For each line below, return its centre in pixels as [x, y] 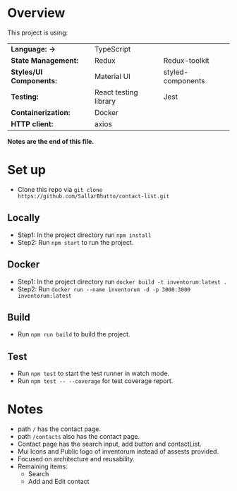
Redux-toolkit [186, 60]
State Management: [45, 60]
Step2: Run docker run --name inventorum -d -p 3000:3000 [104, 289]
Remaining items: [43, 466]
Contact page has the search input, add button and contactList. [110, 444]
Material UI [112, 76]
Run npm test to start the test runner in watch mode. [93, 374]
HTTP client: [32, 123]
